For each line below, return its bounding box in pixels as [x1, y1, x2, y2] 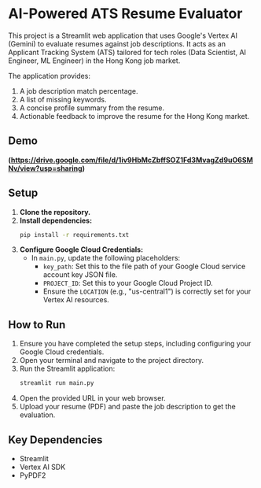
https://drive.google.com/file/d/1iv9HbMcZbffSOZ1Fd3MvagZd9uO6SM [10, 155, 254, 165]
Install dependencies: [19, 216, 93, 225]
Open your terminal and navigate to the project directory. [19, 356, 204, 365]
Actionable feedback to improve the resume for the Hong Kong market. [19, 111, 250, 120]
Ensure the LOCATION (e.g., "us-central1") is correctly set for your [42, 287, 252, 296]
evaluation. [19, 410, 56, 420]
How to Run [8, 318, 66, 331]
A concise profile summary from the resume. [19, 103, 165, 113]
